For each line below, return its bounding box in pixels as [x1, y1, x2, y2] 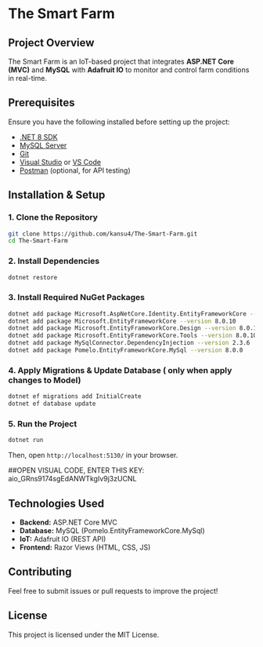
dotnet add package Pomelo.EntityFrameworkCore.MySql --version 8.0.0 [8, 346, 243, 354]
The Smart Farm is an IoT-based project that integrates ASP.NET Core [8, 57, 235, 66]
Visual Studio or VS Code [19, 157, 102, 166]
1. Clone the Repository [8, 212, 98, 223]
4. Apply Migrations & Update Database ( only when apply [8, 364, 232, 375]
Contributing [8, 565, 72, 579]
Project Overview [8, 36, 95, 49]
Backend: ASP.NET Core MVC [19, 517, 117, 527]
